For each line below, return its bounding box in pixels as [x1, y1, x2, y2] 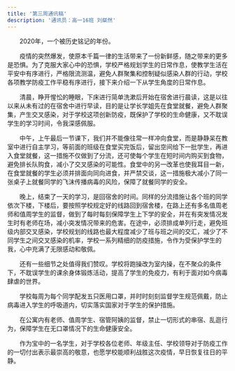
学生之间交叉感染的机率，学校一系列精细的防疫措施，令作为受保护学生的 [13, 235, 222, 245]
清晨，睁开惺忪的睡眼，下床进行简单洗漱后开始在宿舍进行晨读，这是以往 [19, 92, 228, 101]
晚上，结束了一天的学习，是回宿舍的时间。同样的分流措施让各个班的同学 [19, 192, 228, 201]
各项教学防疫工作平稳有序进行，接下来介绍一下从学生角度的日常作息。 [7, 78, 210, 86]
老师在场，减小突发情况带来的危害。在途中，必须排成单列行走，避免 [25, 218, 222, 227]
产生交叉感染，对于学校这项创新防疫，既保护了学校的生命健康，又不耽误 [19, 110, 228, 119]
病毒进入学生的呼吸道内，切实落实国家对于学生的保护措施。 [7, 300, 179, 309]
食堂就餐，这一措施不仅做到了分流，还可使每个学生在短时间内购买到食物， [13, 151, 228, 159]
